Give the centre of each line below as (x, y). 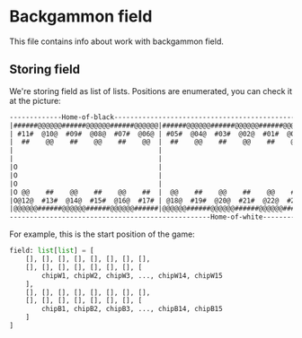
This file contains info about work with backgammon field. (117, 41)
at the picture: (35, 100)
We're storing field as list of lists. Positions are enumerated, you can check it (151, 91)
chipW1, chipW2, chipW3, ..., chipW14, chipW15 (132, 275)
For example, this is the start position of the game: (102, 234)
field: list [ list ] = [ (52, 251)
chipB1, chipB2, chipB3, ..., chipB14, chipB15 (132, 309)
